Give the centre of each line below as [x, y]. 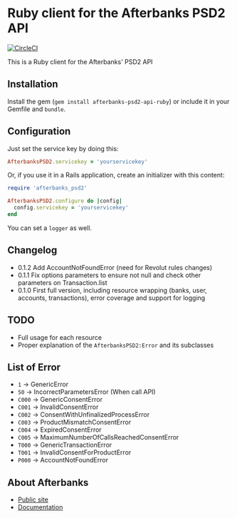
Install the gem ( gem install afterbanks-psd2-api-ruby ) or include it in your [118, 101]
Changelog [32, 250]
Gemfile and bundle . [37, 109]
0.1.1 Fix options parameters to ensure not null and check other [109, 275]
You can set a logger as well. [50, 228]
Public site [33, 499]
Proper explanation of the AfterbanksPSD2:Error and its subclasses [116, 345]
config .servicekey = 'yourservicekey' [72, 208]
